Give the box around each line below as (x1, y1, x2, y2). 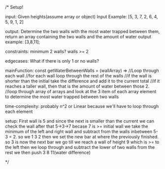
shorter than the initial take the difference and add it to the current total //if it (5, 78, 160, 84)
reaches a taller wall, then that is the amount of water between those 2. (5, 83, 150, 89)
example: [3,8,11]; (5, 39, 40, 45)
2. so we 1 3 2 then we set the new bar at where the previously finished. (13, 134, 159, 139)
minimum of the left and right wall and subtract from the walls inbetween (5, 129, 153, 135)
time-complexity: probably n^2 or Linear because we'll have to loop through (5, 103, 159, 109)
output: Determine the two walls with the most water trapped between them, (5, 29, 160, 34)
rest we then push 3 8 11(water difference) (5, 150, 91, 155)
